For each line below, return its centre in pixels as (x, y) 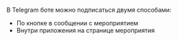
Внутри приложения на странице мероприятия (86, 30)
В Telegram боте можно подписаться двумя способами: (89, 10)
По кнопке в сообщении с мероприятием (77, 23)
